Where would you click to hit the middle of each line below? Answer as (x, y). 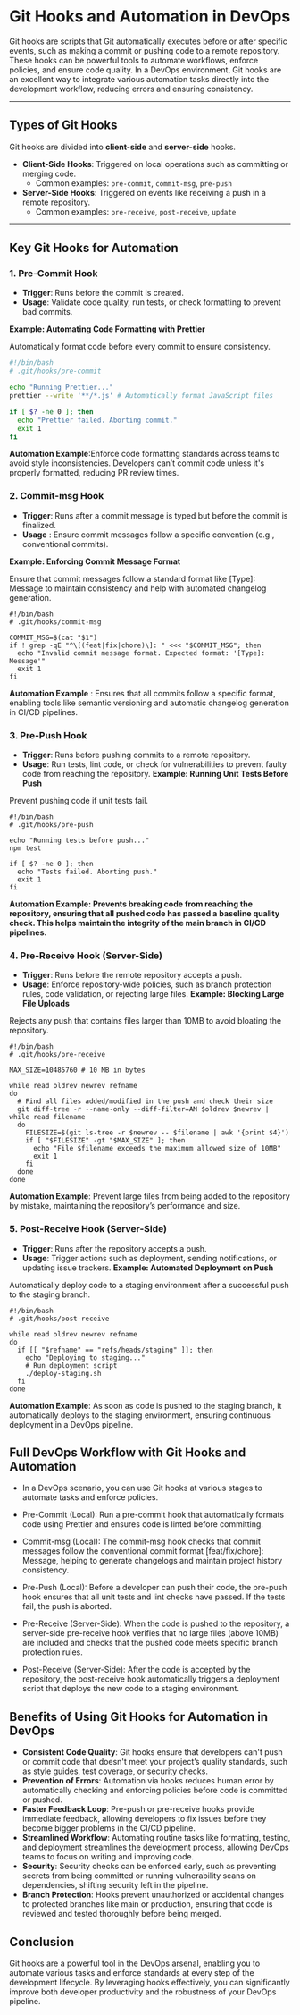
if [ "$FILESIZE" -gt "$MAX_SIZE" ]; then (105, 1141)
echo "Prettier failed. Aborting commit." (97, 420)
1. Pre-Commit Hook (54, 274)
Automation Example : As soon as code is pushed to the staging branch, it (146, 1405)
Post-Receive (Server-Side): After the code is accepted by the (136, 1670)
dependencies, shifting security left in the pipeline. (115, 1885)
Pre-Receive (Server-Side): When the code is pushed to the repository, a (156, 1623)
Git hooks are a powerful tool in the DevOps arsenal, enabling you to (135, 1963)
